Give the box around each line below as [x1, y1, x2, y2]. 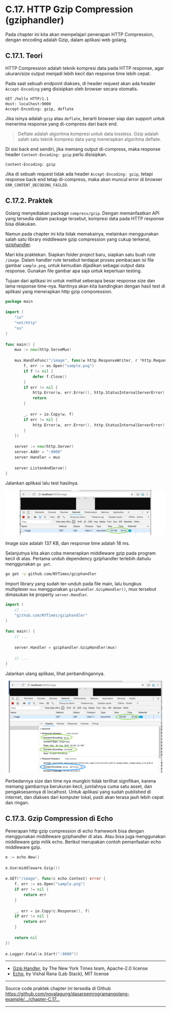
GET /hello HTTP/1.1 [5, 96, 49, 101]
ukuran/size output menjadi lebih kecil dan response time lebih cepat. [5, 70, 151, 76]
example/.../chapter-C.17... [5, 996, 60, 1002]
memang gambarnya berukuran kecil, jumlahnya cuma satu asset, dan [5, 783, 153, 789]
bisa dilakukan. [5, 221, 37, 227]
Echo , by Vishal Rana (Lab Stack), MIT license [12, 971, 109, 977]
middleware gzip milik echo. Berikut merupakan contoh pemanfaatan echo [5, 839, 161, 845]
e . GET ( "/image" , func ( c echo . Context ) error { [5, 876, 106, 881]
